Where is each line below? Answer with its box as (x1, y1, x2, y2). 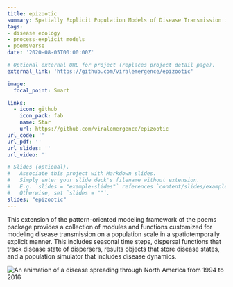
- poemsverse (7, 42, 45, 49)
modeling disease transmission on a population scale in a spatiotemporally (7, 230, 221, 238)
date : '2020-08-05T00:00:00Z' (7, 49, 95, 56)
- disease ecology (7, 29, 60, 37)
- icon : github (13, 106, 58, 113)
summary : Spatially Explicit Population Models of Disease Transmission (7, 17, 222, 24)
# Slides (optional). (7, 164, 70, 171)
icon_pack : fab (19, 113, 64, 120)
